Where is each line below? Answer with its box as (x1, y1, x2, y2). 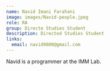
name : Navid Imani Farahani (6, 8, 76, 15)
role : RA (6, 20, 28, 25)
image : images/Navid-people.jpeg (6, 14, 89, 20)
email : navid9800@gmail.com (11, 42, 81, 48)
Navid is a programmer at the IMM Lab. (6, 57, 102, 65)
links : (6, 36, 22, 42)
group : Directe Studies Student (6, 25, 86, 31)
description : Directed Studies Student (6, 31, 105, 37)
